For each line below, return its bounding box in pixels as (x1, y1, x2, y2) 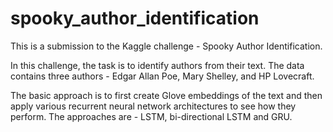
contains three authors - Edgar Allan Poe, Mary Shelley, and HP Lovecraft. (10, 70, 315, 82)
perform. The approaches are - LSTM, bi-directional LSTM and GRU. (10, 110, 293, 122)
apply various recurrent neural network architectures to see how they (10, 100, 297, 112)
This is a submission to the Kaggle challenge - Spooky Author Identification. (10, 40, 323, 52)
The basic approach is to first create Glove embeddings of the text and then (10, 89, 323, 101)
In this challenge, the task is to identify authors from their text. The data (10, 59, 305, 71)
